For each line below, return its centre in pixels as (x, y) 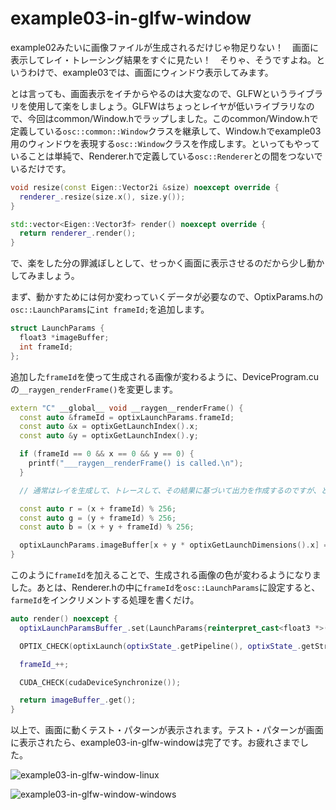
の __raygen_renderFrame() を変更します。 (94, 389)
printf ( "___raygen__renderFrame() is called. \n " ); (136, 463)
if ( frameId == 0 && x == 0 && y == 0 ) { (107, 454)
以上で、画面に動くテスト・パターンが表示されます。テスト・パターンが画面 (167, 730)
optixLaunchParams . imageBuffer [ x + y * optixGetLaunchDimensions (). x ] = (174, 545)
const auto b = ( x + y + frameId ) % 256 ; (107, 527)
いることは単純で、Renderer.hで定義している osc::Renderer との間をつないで (166, 156)
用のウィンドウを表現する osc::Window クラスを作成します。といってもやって (165, 143)
